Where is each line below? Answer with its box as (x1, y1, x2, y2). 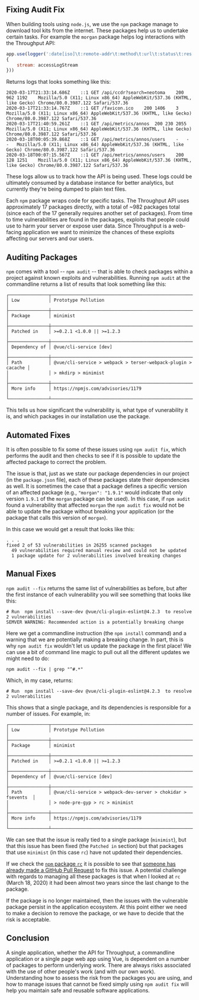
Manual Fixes (6, 569, 56, 579)
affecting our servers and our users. (6, 235, 94, 242)
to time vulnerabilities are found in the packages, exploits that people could (6, 216, 190, 223)
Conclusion (6, 933, 50, 944)
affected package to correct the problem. (6, 458, 107, 465)
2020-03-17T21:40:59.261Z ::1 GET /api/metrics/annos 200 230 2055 (6, 121, 187, 127)
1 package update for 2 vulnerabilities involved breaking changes (11, 553, 182, 559)
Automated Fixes (6, 430, 70, 440)
